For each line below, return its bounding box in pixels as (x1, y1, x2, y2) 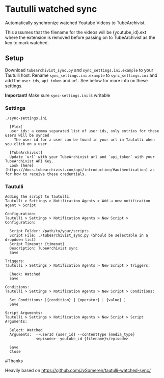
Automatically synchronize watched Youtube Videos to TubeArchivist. (5, 20, 146, 26)
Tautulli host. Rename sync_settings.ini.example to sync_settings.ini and (5, 72, 158, 78)
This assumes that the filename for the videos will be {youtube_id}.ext (5, 29, 146, 35)
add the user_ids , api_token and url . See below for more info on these (5, 77, 148, 83)
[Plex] (9, 125, 23, 129)
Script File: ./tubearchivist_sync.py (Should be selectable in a (9, 233, 148, 238)
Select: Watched (9, 328, 43, 333)
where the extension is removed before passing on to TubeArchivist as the (5, 34, 156, 40)
